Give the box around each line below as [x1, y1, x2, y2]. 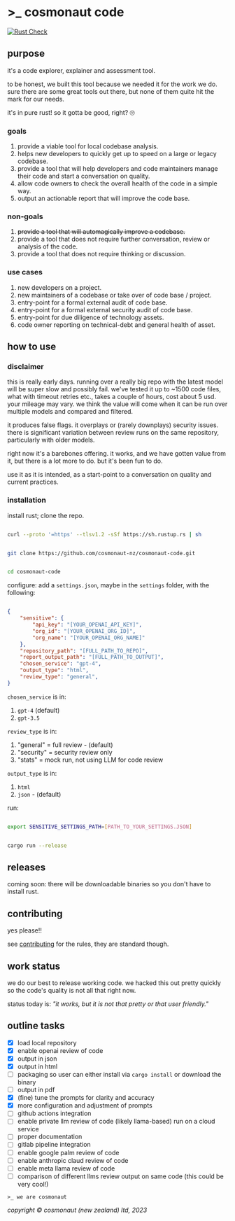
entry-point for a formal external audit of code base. [17, 298, 168, 307]
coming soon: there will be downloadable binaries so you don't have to [7, 880, 211, 888]
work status [7, 960, 61, 972]
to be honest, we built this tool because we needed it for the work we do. [7, 80, 218, 88]
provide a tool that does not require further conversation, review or [17, 235, 210, 244]
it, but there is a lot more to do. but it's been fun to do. [7, 456, 163, 466]
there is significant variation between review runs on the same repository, [7, 428, 219, 437]
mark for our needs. [7, 95, 65, 103]
